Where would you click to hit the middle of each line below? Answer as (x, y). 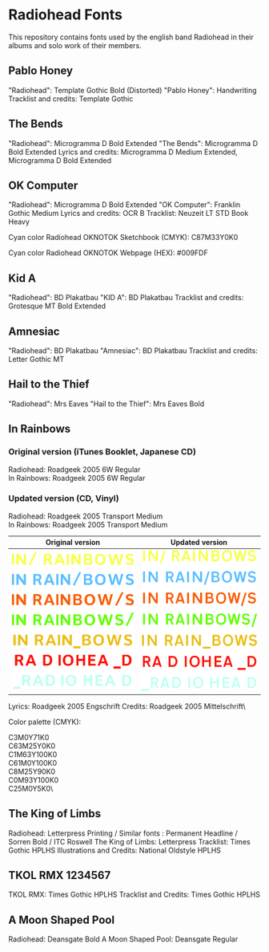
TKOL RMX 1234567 (60, 875)
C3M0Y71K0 (29, 737)
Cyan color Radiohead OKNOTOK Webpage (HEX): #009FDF (108, 253)
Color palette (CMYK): (45, 722)
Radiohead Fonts (65, 15)
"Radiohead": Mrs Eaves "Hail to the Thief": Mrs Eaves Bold (106, 404)
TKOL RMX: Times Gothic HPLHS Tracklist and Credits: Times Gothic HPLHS (134, 895)
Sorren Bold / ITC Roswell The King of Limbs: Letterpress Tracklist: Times (129, 841)
